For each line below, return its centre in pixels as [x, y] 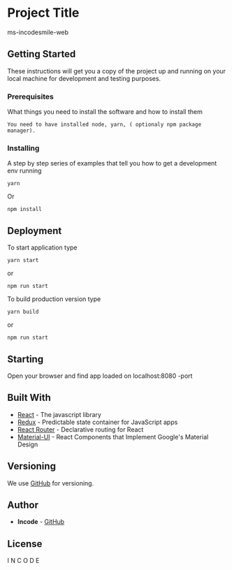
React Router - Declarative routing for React [80, 429]
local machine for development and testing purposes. [84, 78]
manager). [22, 131]
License [25, 544]
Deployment [35, 231]
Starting [26, 359]
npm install [24, 210]
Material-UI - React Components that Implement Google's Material [113, 437]
